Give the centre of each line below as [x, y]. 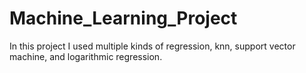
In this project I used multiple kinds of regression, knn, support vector [152, 46]
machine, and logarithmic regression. [86, 56]
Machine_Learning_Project [123, 18]
